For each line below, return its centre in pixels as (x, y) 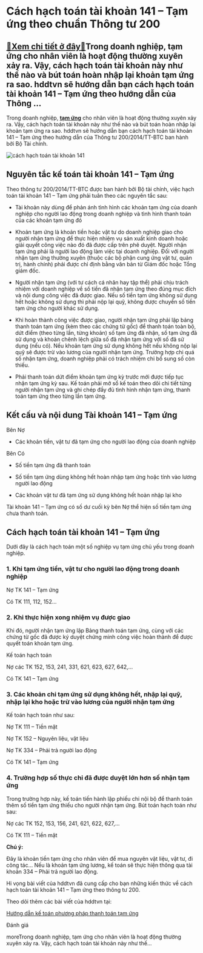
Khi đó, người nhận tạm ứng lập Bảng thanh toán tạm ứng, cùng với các (95, 631)
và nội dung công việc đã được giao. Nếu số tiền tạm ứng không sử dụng (106, 295)
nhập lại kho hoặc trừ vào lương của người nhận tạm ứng (90, 702)
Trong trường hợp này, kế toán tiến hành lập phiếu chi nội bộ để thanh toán (99, 798)
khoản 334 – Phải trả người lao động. (52, 871)
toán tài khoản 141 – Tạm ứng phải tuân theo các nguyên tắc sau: (87, 195)
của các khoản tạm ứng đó (48, 220)
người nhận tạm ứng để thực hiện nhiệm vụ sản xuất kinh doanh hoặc (101, 238)
